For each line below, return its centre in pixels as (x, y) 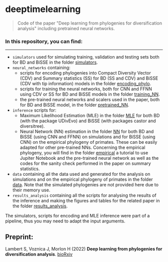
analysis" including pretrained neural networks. (66, 28)
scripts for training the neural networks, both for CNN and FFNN (86, 89)
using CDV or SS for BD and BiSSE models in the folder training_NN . (90, 94)
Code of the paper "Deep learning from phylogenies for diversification (90, 23)
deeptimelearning (43, 9)
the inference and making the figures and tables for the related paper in (86, 201)
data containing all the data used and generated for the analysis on (81, 174)
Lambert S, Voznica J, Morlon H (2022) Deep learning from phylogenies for (84, 249)
